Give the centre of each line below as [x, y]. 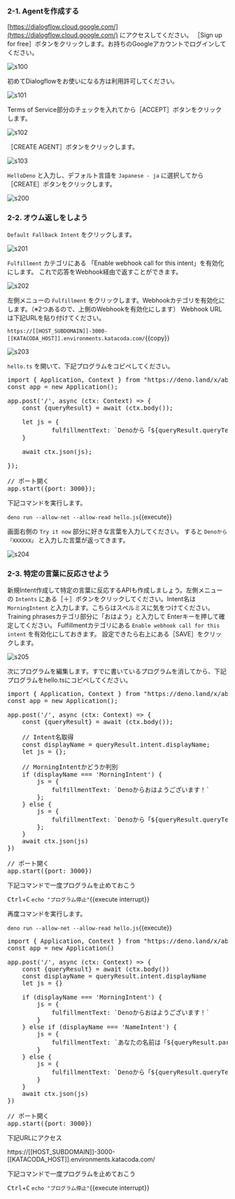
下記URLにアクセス [35, 1137]
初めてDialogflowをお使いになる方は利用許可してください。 [93, 81]
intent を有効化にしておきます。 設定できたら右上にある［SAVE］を [106, 634]
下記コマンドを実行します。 [47, 502]
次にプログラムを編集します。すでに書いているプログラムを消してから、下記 [117, 671]
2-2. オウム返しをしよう [48, 217]
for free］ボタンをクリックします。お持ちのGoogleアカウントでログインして [117, 44]
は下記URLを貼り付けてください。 [56, 318]
